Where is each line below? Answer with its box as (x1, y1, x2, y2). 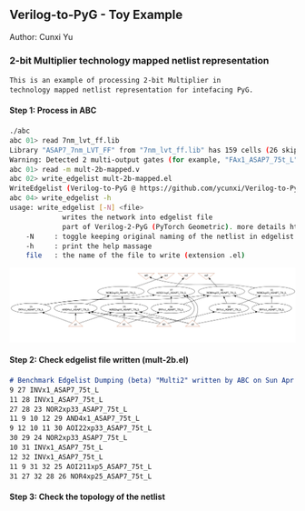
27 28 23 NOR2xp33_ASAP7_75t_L (9, 405, 128, 414)
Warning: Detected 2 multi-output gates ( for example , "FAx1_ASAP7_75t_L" (9, 155, 299, 165)
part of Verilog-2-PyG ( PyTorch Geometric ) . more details (62, 222, 286, 231)
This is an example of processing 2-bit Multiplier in (9, 76, 221, 85)
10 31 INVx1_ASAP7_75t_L (9, 443, 103, 453)
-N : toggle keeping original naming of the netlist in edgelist (25, 232, 295, 241)
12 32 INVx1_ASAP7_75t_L (9, 452, 103, 462)
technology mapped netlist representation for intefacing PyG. (9, 85, 254, 95)
